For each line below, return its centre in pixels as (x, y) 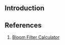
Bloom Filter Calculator (36, 37)
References (23, 25)
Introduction (25, 8)
